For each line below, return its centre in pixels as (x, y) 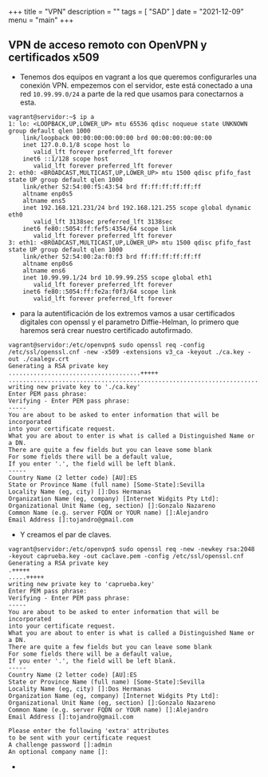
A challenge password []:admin (60, 745)
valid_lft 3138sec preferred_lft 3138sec (103, 222)
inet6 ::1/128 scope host (66, 159)
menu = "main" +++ (41, 20)
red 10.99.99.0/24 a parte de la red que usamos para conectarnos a (132, 93)
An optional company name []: (59, 751)
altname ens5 (44, 200)
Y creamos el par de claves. (65, 534)
